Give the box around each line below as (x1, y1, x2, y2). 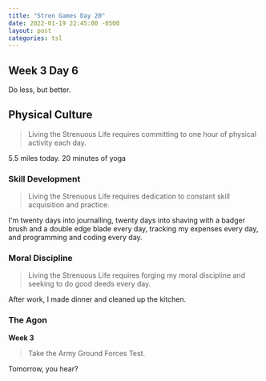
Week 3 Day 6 (8, 63, 79, 77)
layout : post (8, 26, 52, 34)
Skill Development (8, 173, 81, 184)
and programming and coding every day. (8, 233, 143, 243)
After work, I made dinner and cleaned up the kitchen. (8, 295, 187, 304)
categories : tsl (8, 34, 62, 42)
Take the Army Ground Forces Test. (27, 348, 146, 358)
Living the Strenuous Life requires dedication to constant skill (27, 191, 231, 201)
